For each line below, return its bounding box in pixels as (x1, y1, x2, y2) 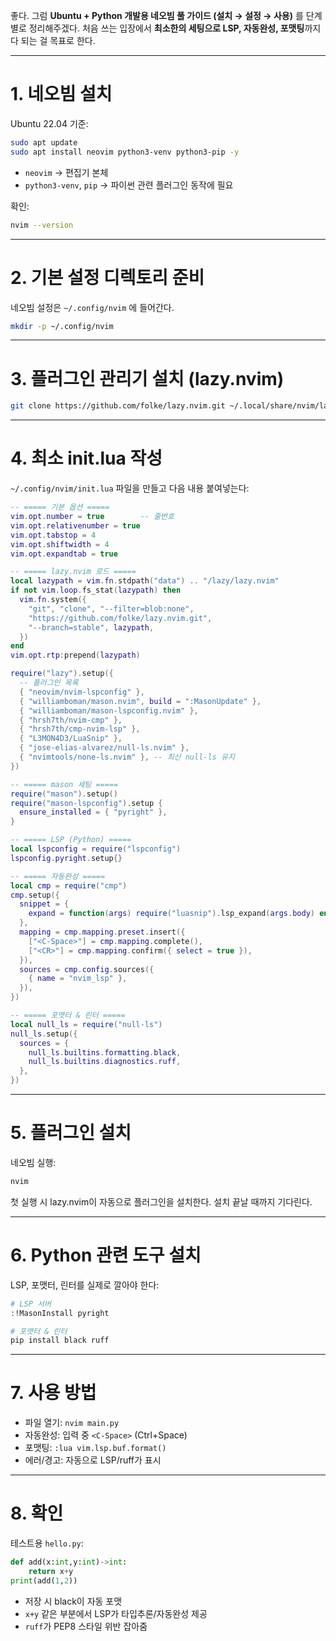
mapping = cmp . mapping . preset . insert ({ (19, 927, 186, 937)
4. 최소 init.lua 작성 (10, 447, 163, 470)
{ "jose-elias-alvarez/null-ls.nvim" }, (19, 743, 190, 753)
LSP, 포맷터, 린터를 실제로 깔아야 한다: (10, 1279, 160, 1291)
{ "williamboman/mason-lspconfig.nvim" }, (19, 705, 199, 716)
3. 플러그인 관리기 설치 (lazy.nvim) (10, 367, 285, 390)
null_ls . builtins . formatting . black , (28, 1047, 182, 1058)
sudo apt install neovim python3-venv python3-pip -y (10, 147, 240, 157)
